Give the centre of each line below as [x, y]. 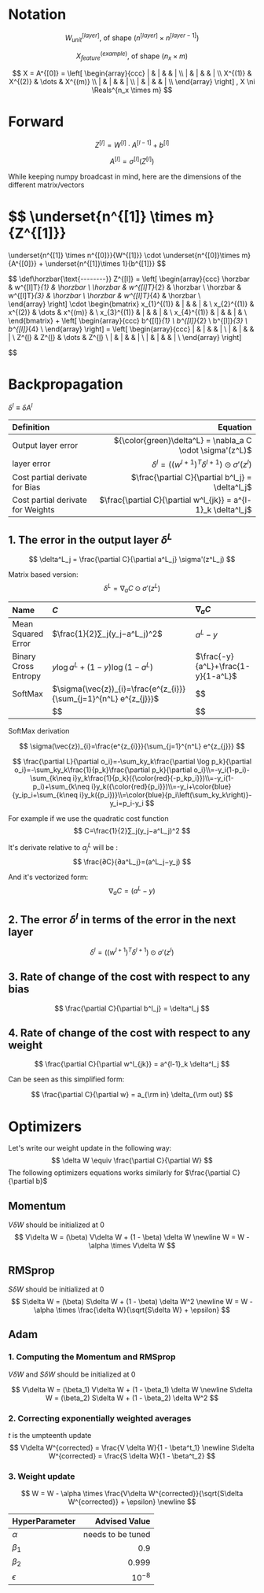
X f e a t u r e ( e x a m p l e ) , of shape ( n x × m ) [132, 56]
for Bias [26, 487]
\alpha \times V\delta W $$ [132, 1246]
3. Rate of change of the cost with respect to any [129, 977]
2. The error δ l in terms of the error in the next [122, 918]
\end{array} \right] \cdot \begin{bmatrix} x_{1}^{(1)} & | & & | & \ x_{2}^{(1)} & [131, 304]
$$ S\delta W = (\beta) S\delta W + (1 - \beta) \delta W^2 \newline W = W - [132, 1301]
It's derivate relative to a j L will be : [63, 848]
